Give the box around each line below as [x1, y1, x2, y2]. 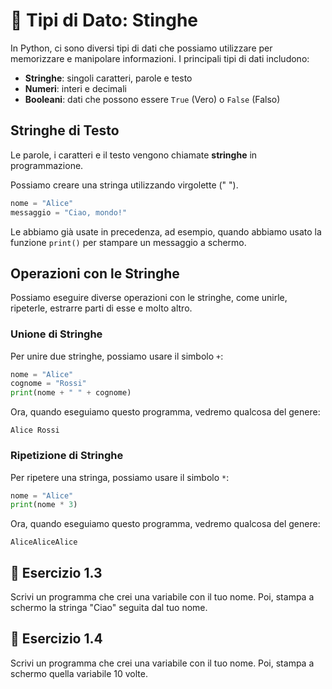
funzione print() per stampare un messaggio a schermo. [10, 236, 247, 248]
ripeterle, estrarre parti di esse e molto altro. [10, 302, 193, 314]
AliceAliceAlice [10, 537, 78, 548]
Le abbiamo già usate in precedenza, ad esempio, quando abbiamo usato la [10, 225, 322, 238]
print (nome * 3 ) [10, 500, 78, 510]
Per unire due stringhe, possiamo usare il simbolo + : [10, 350, 224, 362]
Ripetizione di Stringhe [10, 449, 124, 463]
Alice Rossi [10, 425, 60, 436]
